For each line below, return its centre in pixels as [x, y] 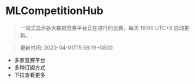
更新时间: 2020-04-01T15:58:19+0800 [66, 48]
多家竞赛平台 [29, 60]
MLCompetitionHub [54, 11]
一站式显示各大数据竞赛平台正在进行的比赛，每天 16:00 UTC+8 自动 [102, 28]
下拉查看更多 [29, 75]
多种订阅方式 [29, 67]
